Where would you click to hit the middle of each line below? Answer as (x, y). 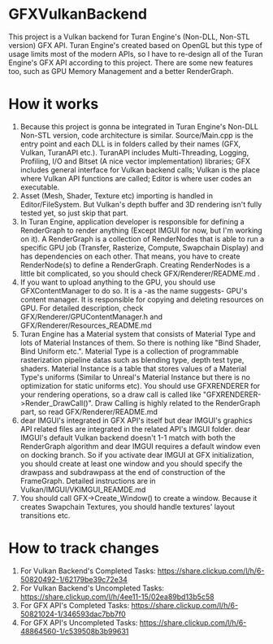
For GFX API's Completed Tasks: (75, 605)
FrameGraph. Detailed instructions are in (88, 481)
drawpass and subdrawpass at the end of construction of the (123, 472)
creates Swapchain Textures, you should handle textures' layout (128, 507)
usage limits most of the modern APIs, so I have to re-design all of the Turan (136, 54)
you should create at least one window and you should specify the (131, 463)
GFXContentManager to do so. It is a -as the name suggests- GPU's (134, 290)
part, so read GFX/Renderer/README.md (89, 411)
